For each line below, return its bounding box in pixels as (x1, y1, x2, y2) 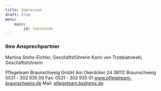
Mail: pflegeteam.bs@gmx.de (42, 80, 103, 86)
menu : (5, 17, 17, 22)
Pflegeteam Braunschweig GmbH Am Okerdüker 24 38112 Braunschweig (5, 69, 156, 76)
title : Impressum (5, 7, 42, 13)
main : (14, 21, 26, 27)
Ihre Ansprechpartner (5, 43, 60, 50)
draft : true (5, 12, 30, 17)
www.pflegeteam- (94, 75, 132, 81)
